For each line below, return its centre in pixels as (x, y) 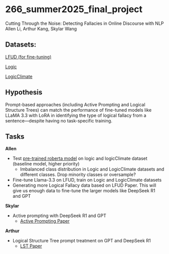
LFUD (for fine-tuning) (29, 57)
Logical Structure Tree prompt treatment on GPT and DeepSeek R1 (82, 241)
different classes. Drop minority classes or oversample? (78, 175)
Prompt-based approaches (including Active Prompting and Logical (75, 104)
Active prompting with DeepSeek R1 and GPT (60, 216)
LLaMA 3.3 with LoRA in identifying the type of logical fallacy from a (76, 115)
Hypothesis (24, 92)
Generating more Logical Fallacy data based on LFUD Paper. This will (84, 185)
